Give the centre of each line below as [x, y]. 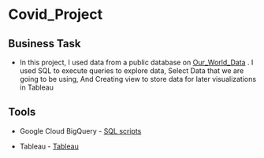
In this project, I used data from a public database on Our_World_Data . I [136, 62]
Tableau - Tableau [49, 146]
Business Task [45, 44]
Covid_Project [56, 15]
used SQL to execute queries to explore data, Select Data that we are [132, 71]
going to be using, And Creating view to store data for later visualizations [138, 79]
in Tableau [36, 87]
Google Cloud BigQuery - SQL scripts [80, 130]
